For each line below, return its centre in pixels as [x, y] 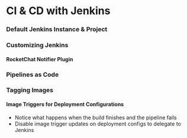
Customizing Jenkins [37, 45]
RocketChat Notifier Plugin [40, 59]
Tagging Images [30, 90]
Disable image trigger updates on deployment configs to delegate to [98, 124]
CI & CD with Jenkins [58, 11]
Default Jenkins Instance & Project [57, 29]
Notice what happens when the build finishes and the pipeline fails [96, 117]
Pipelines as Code [33, 74]
